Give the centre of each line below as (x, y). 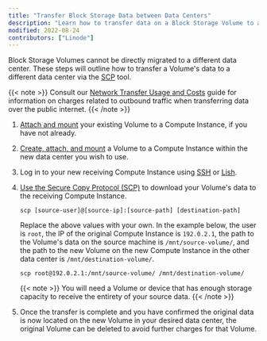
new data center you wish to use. (74, 157)
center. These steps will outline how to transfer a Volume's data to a (119, 69)
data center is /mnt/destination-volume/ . (87, 259)
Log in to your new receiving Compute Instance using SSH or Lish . (128, 172)
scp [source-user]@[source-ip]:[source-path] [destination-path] (130, 211)
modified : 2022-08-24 (44, 30)
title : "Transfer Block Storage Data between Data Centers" (110, 15)
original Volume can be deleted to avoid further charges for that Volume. (138, 329)
